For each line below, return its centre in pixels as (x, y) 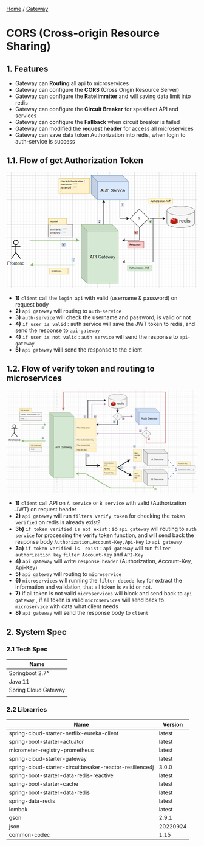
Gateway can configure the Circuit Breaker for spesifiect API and (97, 109)
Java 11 (19, 681)
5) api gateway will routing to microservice (68, 574)
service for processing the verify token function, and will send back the (104, 535)
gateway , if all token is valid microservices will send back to (90, 600)
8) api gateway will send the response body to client (82, 613)
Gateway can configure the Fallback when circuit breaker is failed (97, 122)
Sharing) (29, 47)
